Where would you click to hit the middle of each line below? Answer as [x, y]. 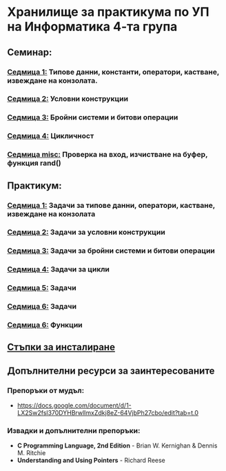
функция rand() [34, 163]
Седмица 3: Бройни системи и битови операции [93, 117]
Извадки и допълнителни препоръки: [74, 431]
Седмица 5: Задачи [42, 288]
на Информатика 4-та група [92, 27]
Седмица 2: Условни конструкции [68, 99]
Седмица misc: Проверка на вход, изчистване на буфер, [107, 155]
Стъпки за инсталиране [61, 347]
